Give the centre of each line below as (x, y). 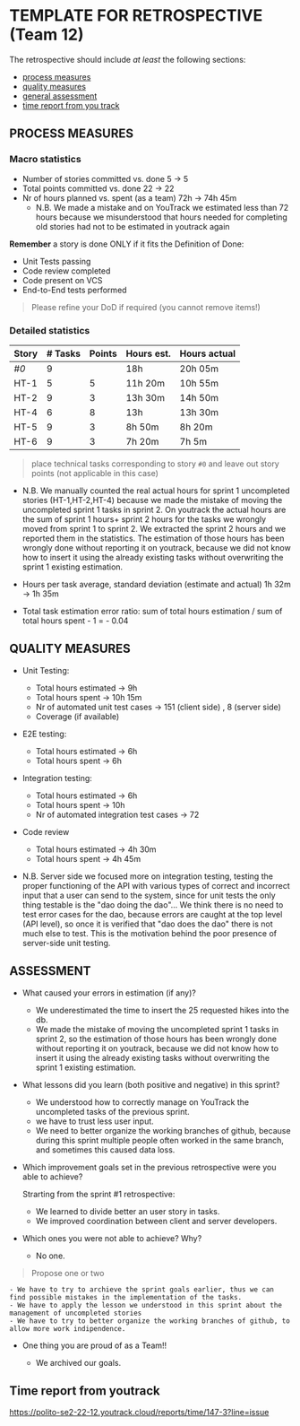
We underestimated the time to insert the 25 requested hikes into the (162, 1010)
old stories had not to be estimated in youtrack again (133, 226)
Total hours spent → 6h (79, 761)
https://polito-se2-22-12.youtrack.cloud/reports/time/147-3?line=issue (139, 1413)
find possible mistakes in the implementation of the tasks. (126, 1297)
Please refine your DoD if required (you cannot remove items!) (146, 307)
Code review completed (66, 271)
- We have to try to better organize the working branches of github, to (150, 1321)
